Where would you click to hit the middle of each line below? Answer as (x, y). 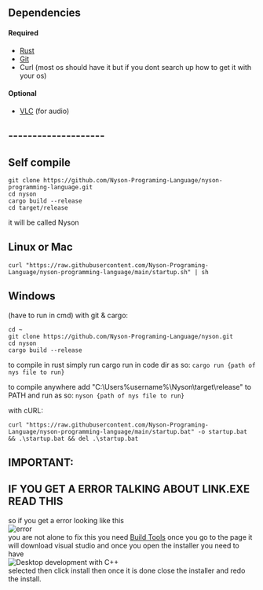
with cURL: (26, 410)
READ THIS (36, 502)
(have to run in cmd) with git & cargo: (68, 315)
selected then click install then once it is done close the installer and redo (127, 570)
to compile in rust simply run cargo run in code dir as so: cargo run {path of (132, 365)
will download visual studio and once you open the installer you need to (124, 545)
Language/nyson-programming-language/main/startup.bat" (101, 431)
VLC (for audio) (44, 111)
